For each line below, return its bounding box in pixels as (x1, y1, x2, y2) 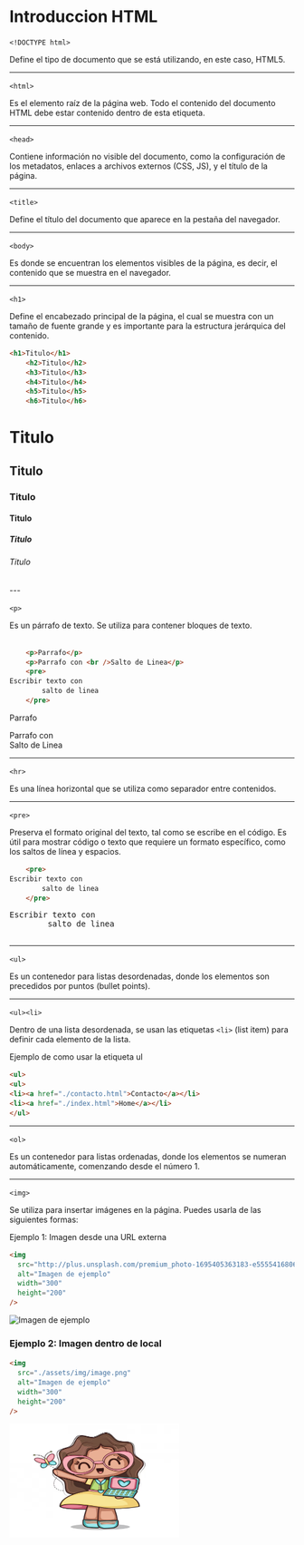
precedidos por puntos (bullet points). (9, 981, 151, 992)
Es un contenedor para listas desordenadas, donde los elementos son (9, 971, 270, 982)
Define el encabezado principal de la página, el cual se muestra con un (9, 310, 274, 321)
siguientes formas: (9, 1214, 79, 1225)
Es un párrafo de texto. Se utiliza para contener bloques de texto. (9, 620, 252, 631)
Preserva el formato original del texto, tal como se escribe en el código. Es (9, 826, 287, 837)
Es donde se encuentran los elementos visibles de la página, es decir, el (9, 257, 278, 269)
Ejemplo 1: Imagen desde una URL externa (9, 1231, 167, 1242)
